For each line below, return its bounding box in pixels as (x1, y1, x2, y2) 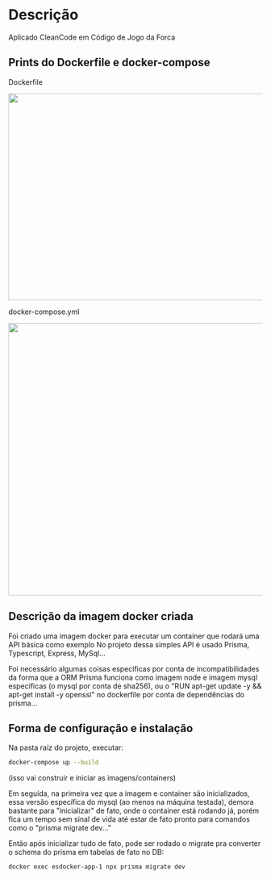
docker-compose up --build (8, 759, 99, 767)
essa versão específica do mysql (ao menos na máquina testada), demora (8, 797, 254, 807)
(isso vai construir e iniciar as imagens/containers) (8, 773, 176, 783)
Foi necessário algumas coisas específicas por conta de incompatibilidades (8, 663, 260, 673)
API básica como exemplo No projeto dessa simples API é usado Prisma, (8, 639, 250, 649)
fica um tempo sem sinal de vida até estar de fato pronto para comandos (8, 814, 250, 824)
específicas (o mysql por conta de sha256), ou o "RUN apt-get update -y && (8, 680, 262, 691)
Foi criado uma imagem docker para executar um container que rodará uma (8, 631, 260, 641)
